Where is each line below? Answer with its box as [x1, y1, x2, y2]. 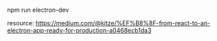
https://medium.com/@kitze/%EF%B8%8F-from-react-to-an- [35, 19, 211, 27]
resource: [7, 19, 34, 27]
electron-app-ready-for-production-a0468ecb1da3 [7, 27, 152, 34]
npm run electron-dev [7, 6, 69, 14]
